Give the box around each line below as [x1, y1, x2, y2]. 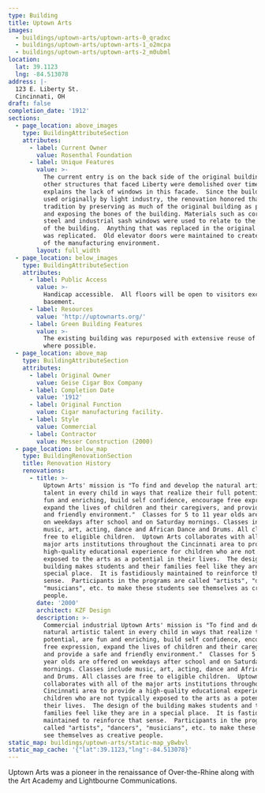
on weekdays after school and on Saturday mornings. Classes [43, 518, 248, 526]
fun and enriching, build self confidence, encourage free [43, 496, 242, 504]
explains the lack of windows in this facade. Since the [43, 187, 238, 196]
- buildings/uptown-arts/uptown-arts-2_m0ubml [15, 48, 171, 56]
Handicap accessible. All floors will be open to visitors [43, 291, 245, 299]
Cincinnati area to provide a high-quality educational [43, 687, 231, 695]
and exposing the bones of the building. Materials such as [43, 210, 245, 218]
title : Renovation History [22, 460, 111, 468]
